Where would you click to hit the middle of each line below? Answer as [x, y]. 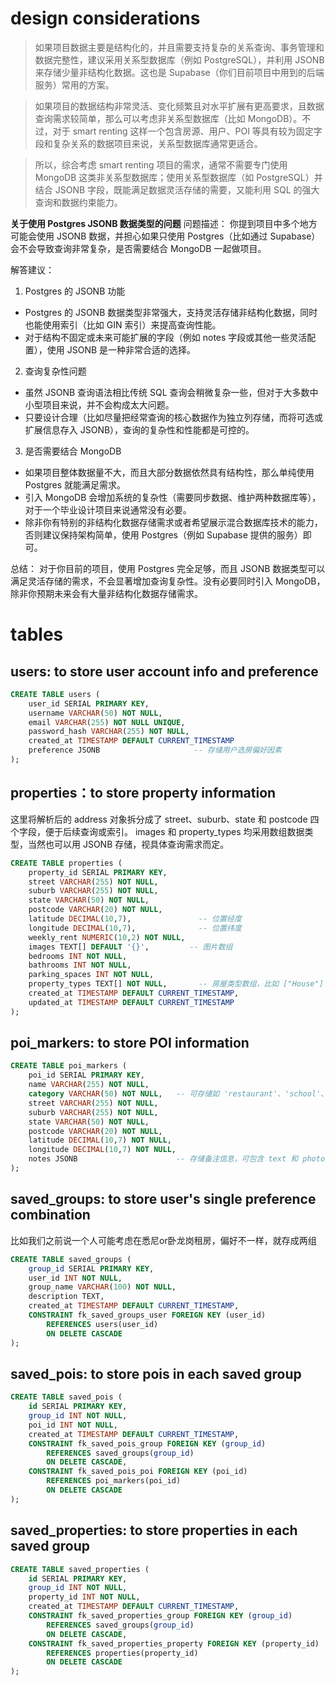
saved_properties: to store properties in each [154, 1530]
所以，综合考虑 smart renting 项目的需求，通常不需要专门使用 [161, 164]
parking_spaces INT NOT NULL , [91, 975]
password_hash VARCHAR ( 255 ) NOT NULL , [109, 732]
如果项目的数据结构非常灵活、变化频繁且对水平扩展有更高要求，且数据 [179, 106]
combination [50, 1215]
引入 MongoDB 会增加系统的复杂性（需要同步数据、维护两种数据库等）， [173, 497]
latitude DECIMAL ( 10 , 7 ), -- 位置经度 [135, 919]
